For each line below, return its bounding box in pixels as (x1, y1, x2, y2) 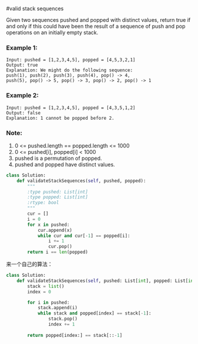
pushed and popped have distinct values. (14, 160, 115, 168)
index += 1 (48, 322, 75, 327)
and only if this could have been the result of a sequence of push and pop (6, 23, 186, 30)
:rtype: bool (27, 200, 60, 206)
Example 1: (6, 44, 38, 52)
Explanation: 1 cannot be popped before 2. (6, 115, 115, 121)
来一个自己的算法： (6, 261, 53, 268)
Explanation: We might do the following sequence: (6, 67, 133, 73)
